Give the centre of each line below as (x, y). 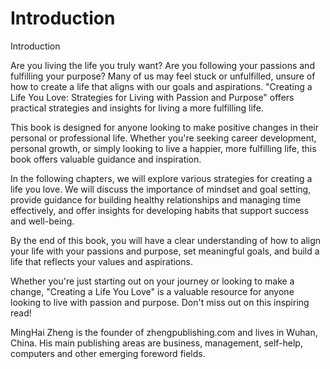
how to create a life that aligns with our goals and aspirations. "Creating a (161, 86)
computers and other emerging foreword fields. (108, 353)
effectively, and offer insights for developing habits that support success (160, 210)
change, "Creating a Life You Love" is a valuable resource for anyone (152, 291)
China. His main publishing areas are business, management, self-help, (156, 343)
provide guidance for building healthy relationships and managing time (156, 199)
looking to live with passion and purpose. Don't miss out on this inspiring (160, 302)
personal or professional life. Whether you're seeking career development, (163, 138)
